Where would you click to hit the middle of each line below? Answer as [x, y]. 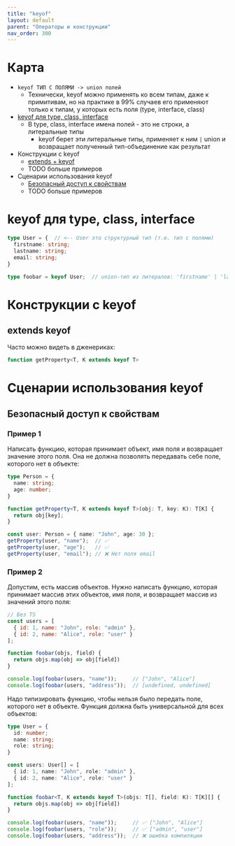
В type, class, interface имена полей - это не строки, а [108, 124]
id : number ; [31, 733]
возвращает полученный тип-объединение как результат [124, 147]
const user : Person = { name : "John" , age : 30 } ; [81, 535]
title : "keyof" [29, 14]
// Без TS [22, 615]
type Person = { [31, 477]
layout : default [31, 20]
